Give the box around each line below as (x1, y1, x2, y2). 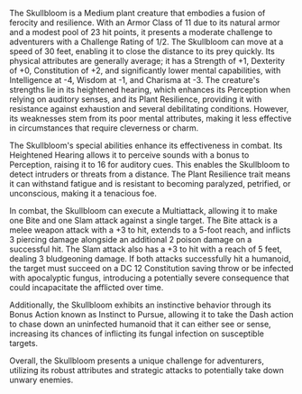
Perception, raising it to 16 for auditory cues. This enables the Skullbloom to (9, 160, 290, 170)
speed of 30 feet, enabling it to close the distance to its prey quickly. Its (9, 46, 275, 57)
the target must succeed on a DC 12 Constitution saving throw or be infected (9, 263, 294, 273)
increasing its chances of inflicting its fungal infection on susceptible (9, 328, 264, 339)
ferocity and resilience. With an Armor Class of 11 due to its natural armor (9, 17, 281, 28)
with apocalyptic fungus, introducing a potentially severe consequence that (9, 272, 290, 283)
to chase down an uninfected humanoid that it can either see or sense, (9, 319, 272, 329)
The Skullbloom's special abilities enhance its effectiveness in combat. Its (9, 140, 283, 151)
